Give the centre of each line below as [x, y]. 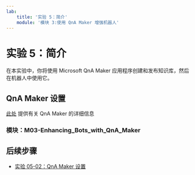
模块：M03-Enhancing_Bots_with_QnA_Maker [73, 130]
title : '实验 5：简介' [42, 17]
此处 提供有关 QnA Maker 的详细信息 [50, 114]
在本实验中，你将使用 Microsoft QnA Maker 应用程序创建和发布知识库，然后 [98, 70]
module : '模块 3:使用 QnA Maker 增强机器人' [68, 22]
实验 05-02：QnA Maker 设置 [50, 166]
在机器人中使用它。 [29, 78]
